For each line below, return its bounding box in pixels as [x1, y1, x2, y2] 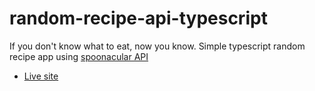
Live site [23, 70, 59, 82]
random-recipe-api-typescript [9, 7, 268, 30]
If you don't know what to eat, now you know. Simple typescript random [9, 40, 306, 52]
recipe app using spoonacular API [9, 50, 149, 62]
